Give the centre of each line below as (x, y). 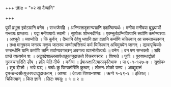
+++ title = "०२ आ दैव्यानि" (30, 8)
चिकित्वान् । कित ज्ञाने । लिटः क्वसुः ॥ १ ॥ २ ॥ (44, 79)
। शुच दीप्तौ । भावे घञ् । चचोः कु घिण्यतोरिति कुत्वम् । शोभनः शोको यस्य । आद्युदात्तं (74, 68)
